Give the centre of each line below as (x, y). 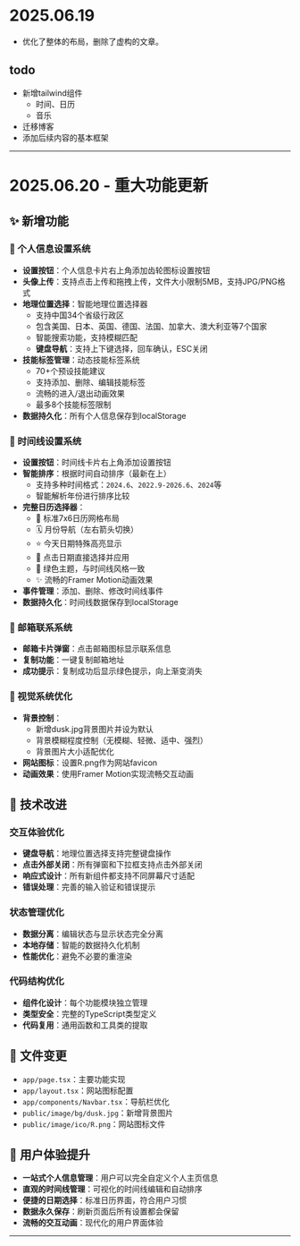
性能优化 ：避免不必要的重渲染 (77, 956)
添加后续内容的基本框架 (65, 137)
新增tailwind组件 (52, 93)
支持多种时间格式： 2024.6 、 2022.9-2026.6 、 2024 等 (129, 484)
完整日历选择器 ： (54, 507)
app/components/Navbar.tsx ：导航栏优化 (96, 1101)
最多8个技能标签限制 (73, 405)
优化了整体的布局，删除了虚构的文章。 (92, 41)
